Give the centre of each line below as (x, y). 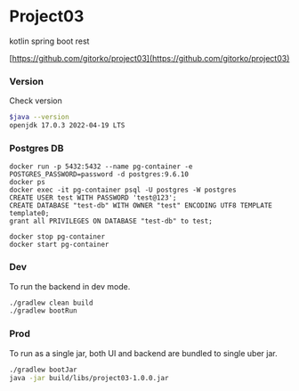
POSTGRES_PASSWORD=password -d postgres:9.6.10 (99, 175)
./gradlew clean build (51, 303)
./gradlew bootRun (43, 311)
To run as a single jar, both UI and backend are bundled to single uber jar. (143, 353)
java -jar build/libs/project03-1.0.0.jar (89, 378)
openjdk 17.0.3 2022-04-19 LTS (67, 126)
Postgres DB (36, 148)
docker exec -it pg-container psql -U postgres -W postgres (123, 190)
